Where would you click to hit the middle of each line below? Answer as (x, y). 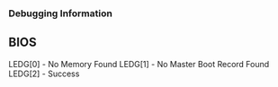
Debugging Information (61, 13)
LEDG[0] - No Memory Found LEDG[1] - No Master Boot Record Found (139, 64)
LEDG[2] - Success (44, 74)
